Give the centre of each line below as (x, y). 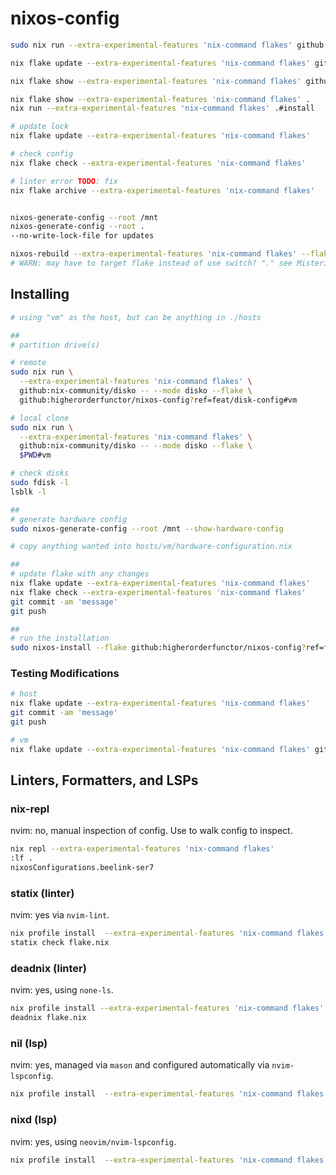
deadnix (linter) (48, 968)
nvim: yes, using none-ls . (62, 990)
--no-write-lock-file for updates (82, 236)
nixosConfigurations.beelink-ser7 (82, 868)
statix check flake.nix (60, 943)
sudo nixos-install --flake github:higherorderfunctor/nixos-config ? (158, 648)
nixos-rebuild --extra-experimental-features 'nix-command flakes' (154, 254)
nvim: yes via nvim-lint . (60, 915)
